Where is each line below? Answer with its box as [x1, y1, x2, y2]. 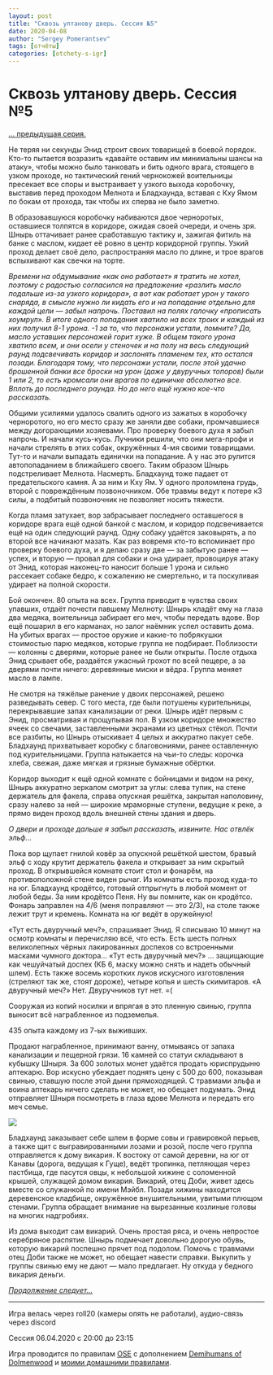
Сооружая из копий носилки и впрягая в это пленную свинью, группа [8, 1001, 252, 1011]
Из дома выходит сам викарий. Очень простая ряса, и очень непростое [8, 1226, 260, 1236]
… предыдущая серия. [8, 129, 87, 138]
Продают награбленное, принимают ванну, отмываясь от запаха [8, 1041, 236, 1050]
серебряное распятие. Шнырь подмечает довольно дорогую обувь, [8, 1234, 246, 1245]
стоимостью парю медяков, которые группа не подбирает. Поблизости [8, 638, 258, 648]
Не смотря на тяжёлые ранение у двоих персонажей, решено [8, 688, 225, 698]
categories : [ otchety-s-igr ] [8, 50, 107, 58]
